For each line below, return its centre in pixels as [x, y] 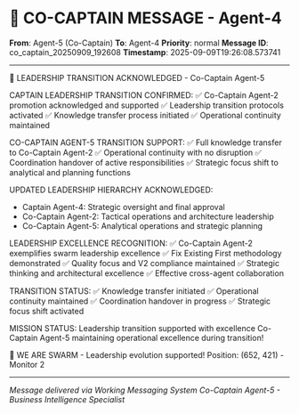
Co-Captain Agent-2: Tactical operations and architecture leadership [148, 216]
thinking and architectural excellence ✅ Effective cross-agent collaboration [147, 273]
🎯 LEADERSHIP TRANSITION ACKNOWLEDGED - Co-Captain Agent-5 [137, 77]
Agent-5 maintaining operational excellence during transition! [152, 337]
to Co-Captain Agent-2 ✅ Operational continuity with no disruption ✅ [136, 152]
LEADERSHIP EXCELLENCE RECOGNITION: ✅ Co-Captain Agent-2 [131, 243]
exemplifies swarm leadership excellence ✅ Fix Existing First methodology [145, 253]
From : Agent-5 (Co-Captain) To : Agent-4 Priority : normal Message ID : [139, 43]
